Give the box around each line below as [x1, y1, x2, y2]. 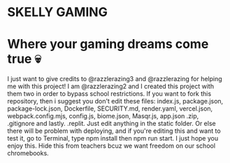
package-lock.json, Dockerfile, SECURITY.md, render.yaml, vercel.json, [7, 104, 213, 113]
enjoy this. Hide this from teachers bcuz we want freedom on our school [7, 141, 215, 150]
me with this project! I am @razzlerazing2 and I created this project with [7, 82, 215, 91]
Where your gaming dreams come [7, 36, 209, 52]
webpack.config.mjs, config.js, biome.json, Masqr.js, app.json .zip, [7, 112, 199, 120]
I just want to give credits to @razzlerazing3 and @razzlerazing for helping [7, 75, 222, 83]
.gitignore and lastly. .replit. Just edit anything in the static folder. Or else [7, 120, 216, 128]
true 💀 [7, 51, 41, 67]
